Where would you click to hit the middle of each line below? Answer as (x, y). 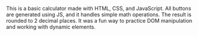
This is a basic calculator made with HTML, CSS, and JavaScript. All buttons (99, 8)
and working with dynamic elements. (51, 27)
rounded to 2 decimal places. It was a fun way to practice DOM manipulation (99, 21)
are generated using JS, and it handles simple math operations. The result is (99, 15)
